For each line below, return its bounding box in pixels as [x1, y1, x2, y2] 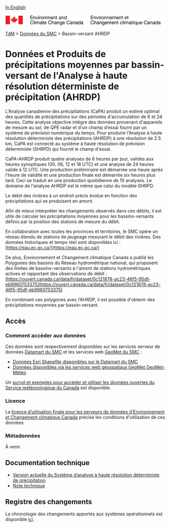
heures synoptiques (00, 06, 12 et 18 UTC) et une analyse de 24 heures [5, 161, 154, 167]
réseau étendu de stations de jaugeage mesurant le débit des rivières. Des [5, 234, 161, 240]
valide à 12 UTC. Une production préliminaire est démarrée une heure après [5, 167, 163, 173]
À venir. [5, 444, 21, 450]
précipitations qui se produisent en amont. [5, 198, 94, 204]
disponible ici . [5, 516, 35, 522]
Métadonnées [5, 432, 41, 439]
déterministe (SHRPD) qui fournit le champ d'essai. [5, 146, 112, 152]
